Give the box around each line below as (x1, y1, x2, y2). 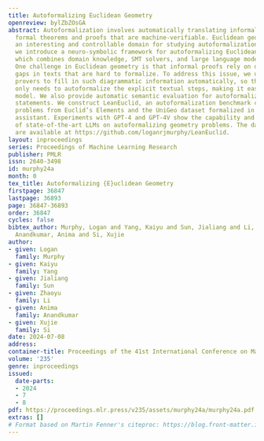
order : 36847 (8, 209, 51, 217)
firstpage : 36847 (8, 186, 65, 195)
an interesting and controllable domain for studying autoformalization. (15, 41, 262, 49)
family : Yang (15, 267, 58, 275)
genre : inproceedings (8, 362, 79, 370)
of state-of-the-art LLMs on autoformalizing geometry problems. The (15, 121, 247, 129)
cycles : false (8, 216, 55, 224)
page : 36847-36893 (8, 201, 68, 209)
